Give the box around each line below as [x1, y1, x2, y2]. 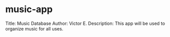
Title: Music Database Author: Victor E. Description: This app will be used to [5, 20, 165, 26]
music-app [5, 4, 53, 15]
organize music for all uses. [5, 25, 63, 31]
